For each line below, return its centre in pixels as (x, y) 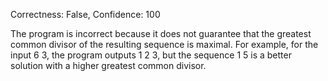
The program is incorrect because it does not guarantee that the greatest (161, 33)
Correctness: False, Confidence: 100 (85, 14)
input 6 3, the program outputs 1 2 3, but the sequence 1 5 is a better (151, 55)
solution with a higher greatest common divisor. (108, 65)
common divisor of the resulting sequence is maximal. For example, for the (164, 44)
